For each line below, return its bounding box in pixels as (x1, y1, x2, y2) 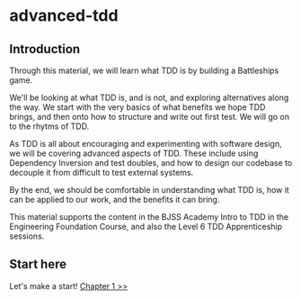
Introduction (9, 41, 81, 57)
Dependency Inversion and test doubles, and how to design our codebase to (9, 158, 293, 168)
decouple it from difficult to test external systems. (9, 168, 194, 177)
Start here (9, 257, 67, 272)
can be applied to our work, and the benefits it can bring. (9, 195, 220, 205)
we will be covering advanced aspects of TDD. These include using (9, 148, 259, 159)
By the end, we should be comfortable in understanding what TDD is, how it (9, 185, 289, 195)
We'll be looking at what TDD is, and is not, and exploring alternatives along (9, 92, 289, 103)
